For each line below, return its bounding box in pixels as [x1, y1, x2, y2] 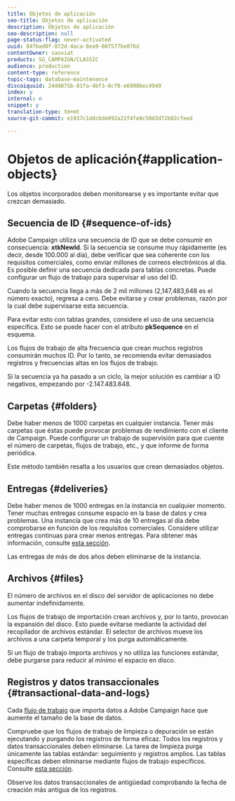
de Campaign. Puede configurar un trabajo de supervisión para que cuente [7, 434, 224, 443]
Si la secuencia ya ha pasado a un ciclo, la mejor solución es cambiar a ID [7, 372, 221, 381]
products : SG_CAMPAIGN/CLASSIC [7, 56, 99, 63]
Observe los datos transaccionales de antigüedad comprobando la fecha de [7, 778, 227, 786]
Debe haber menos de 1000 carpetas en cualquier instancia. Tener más [7, 419, 214, 427]
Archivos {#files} [7, 573, 84, 585]
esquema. [7, 330, 36, 339]
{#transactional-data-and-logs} [7, 687, 151, 699]
